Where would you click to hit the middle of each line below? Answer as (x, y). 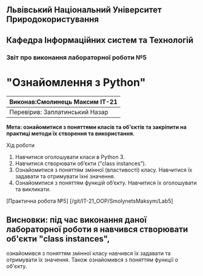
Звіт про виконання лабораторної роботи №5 (77, 57)
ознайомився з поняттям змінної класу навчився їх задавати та (88, 254)
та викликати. (33, 189)
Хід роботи (21, 145)
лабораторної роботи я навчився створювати (97, 230)
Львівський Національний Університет (84, 10)
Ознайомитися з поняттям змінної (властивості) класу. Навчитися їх (104, 170)
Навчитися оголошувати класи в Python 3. (70, 157)
